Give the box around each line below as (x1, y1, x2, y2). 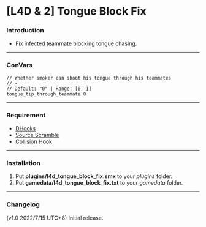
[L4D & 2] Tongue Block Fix (6, 4, 147, 18)
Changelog (6, 200, 40, 209)
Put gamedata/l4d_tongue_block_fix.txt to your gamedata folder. (15, 179, 183, 187)
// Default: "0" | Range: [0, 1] (6, 86, 92, 92)
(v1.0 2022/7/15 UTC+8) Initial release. (6, 214, 104, 221)
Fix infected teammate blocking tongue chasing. (15, 40, 137, 47)
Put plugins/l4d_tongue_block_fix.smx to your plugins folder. (15, 173, 173, 180)
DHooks (15, 125, 36, 132)
